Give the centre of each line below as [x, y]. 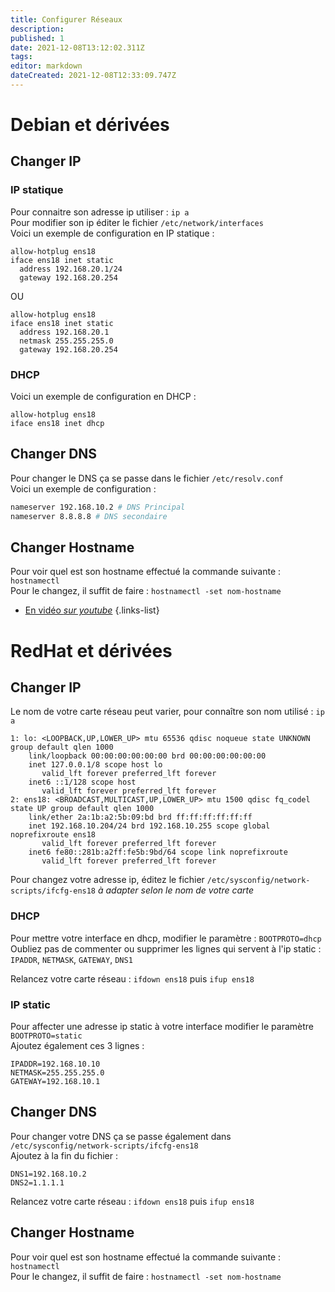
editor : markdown [46, 66]
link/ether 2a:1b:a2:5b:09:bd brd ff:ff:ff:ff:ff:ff [140, 817]
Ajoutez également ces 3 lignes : [77, 1046]
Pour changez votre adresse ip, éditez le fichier [107, 880]
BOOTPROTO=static [46, 1036]
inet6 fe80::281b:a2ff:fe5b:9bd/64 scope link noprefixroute [158, 852]
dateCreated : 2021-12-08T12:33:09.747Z [93, 76]
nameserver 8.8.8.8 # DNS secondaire [89, 516]
